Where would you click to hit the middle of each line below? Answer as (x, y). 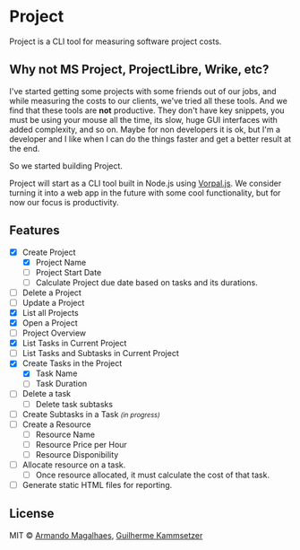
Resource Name (65, 434)
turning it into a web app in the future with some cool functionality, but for (145, 192)
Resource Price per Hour (81, 444)
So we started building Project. (66, 166)
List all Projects (50, 312)
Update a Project (53, 302)
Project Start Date (69, 272)
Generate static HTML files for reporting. (97, 485)
